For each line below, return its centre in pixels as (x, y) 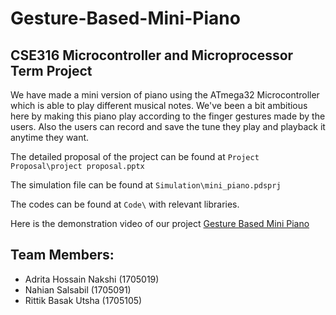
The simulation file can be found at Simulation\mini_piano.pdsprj (146, 185)
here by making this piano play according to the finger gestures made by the (168, 116)
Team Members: (62, 255)
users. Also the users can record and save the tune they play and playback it (168, 126)
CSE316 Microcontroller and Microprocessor (152, 55)
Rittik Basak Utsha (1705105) (83, 300)
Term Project (51, 70)
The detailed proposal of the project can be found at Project (135, 156)
